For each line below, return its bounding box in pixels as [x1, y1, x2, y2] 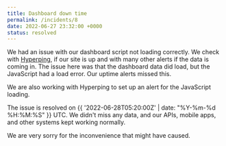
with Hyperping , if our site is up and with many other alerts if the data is [7, 56, 209, 64]
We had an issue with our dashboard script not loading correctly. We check [7, 48, 220, 56]
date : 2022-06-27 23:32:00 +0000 [7, 23, 103, 29]
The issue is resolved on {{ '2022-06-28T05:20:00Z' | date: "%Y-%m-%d [7, 104, 216, 112]
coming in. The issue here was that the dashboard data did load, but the [7, 62, 210, 71]
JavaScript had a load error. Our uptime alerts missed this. [7, 70, 172, 78]
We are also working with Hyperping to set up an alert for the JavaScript [7, 83, 211, 91]
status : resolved [7, 29, 57, 36]
